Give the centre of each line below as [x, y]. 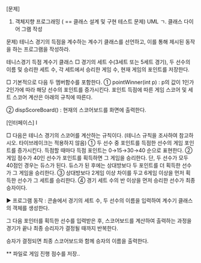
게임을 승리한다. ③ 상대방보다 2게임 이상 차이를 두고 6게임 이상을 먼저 [102, 173]
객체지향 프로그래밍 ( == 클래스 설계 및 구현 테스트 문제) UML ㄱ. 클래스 [99, 22]
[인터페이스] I [22, 123]
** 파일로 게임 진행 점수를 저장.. [43, 254]
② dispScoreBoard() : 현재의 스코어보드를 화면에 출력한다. [76, 110]
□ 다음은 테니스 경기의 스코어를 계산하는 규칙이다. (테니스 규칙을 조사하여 [92, 135]
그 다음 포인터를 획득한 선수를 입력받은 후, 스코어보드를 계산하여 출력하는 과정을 [99, 221]
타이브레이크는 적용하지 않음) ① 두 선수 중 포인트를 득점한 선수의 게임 [101, 143]
